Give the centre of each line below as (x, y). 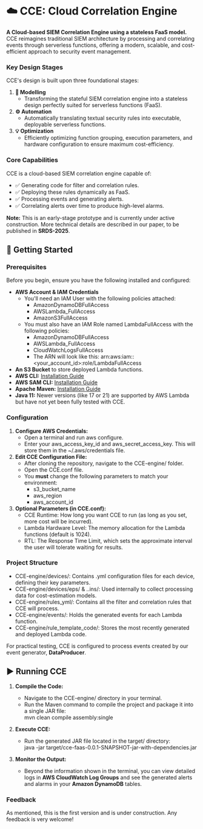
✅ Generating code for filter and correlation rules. (77, 185)
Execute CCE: (32, 729)
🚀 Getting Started (40, 249)
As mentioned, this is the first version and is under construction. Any (92, 813)
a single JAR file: (45, 710)
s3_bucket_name (54, 489)
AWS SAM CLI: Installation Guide (56, 382)
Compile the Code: (39, 686)
